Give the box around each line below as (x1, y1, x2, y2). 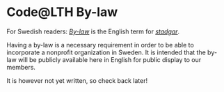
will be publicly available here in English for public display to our (17, 55, 202, 63)
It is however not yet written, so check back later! (6, 76, 147, 84)
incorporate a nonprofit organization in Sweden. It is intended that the (6, 48, 206, 56)
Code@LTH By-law (6, 4, 118, 20)
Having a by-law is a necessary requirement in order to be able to (6, 40, 194, 49)
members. (6, 63, 36, 71)
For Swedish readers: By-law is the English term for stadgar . (6, 27, 180, 36)
